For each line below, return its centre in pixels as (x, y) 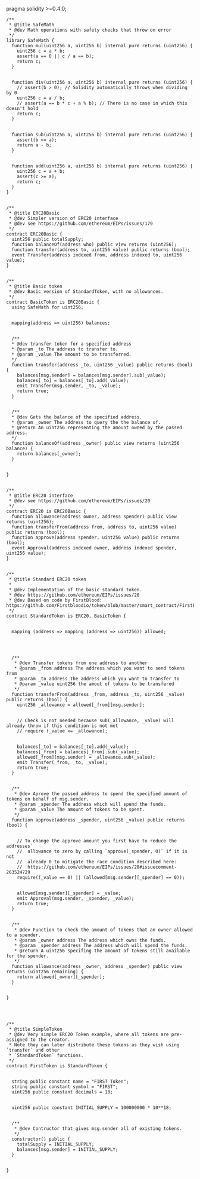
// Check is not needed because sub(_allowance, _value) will (96, 720)
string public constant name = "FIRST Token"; (70, 1082)
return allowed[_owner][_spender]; (61, 977)
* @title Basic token (35, 286)
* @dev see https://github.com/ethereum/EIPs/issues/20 (79, 501)
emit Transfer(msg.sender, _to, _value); (69, 386)
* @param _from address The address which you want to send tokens (99, 668)
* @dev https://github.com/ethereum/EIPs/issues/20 (74, 595)
